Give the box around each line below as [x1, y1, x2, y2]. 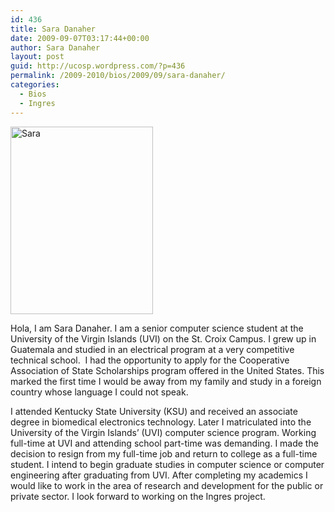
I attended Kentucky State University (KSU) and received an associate [10, 405, 298, 417]
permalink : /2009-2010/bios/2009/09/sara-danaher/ [10, 71, 226, 81]
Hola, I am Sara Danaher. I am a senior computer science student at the [10, 322, 304, 334]
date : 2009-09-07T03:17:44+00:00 [10, 33, 150, 43]
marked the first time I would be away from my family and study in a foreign [10, 375, 322, 387]
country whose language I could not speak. [10, 386, 189, 398]
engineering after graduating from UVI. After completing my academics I [10, 469, 308, 481]
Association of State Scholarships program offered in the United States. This [10, 364, 325, 376]
